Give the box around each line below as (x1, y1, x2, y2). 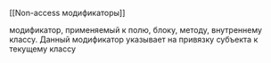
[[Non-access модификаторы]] (9, 8, 126, 18)
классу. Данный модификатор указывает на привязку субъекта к (9, 35, 259, 44)
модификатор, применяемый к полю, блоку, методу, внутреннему (9, 25, 263, 35)
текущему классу (9, 43, 77, 54)
